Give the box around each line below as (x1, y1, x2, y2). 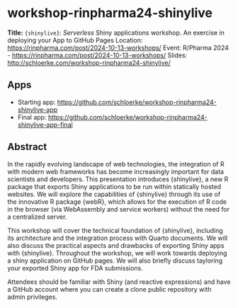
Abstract (7, 141, 47, 153)
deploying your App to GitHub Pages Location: (7, 35, 143, 44)
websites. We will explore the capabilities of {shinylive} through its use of (7, 190, 221, 198)
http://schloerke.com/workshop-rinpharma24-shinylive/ (7, 58, 171, 67)
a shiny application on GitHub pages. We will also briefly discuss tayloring (7, 256, 223, 265)
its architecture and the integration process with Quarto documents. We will (7, 234, 228, 242)
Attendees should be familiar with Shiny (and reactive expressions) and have (7, 278, 231, 286)
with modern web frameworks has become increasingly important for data (7, 167, 225, 176)
